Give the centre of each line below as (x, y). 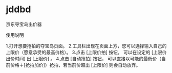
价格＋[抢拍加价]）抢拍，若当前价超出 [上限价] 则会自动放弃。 (75, 65)
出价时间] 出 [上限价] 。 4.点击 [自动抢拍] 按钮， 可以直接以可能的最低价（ (84, 58)
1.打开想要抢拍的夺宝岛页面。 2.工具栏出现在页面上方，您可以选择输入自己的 (86, 46)
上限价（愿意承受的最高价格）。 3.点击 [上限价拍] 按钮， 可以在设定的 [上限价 (86, 52)
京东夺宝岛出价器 (24, 24)
